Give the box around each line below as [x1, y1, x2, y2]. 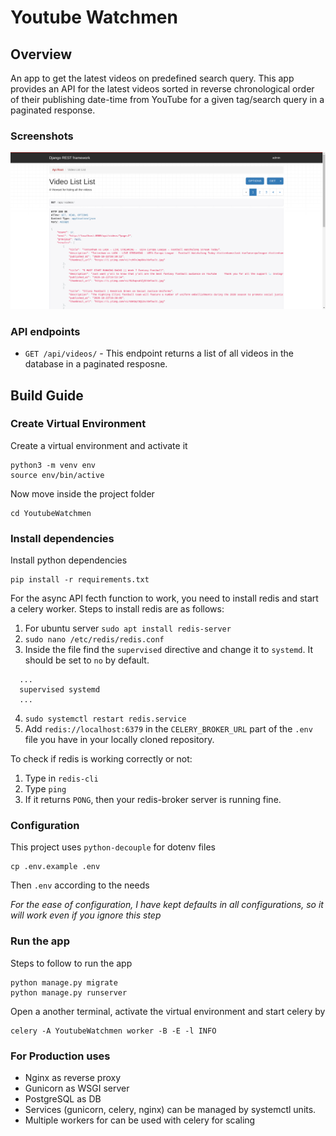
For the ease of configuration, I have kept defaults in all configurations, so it [10, 899, 324, 911]
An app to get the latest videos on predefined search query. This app [10, 72, 295, 84]
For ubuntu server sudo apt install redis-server [24, 622, 232, 635]
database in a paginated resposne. [24, 358, 168, 370]
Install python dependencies [10, 554, 128, 566]
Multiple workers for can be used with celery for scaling [24, 1114, 256, 1126]
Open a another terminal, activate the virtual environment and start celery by [10, 1005, 326, 1017]
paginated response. [10, 104, 96, 116]
